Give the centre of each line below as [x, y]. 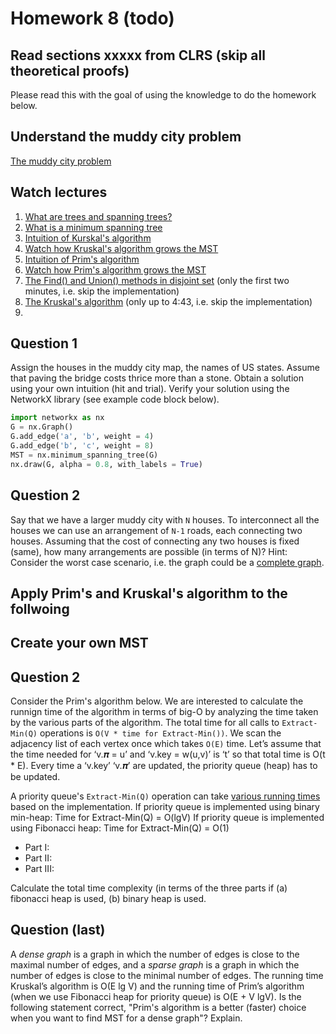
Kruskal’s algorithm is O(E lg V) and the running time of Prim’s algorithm [157, 986]
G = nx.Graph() [42, 427]
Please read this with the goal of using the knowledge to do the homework [163, 95]
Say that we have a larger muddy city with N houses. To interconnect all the [165, 519]
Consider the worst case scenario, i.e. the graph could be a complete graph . [167, 562]
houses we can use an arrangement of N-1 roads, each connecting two [156, 530]
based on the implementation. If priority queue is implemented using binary [165, 807]
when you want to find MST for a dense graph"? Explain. [126, 1018]
